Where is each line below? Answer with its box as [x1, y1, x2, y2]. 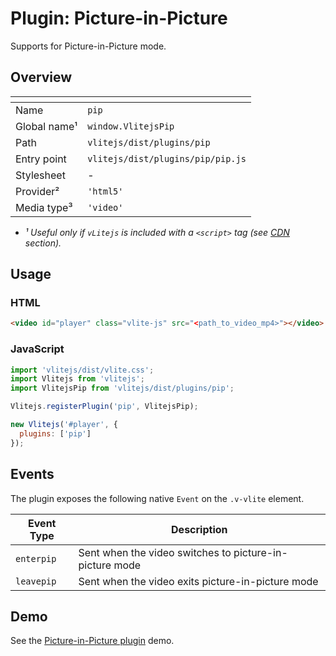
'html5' [87, 185, 124, 197]
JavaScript [10, 342, 65, 356]
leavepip [15, 575, 57, 587]
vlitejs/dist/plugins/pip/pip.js [87, 153, 247, 164]
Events [10, 466, 55, 483]
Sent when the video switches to [78, 545, 232, 559]
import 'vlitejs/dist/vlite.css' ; [10, 365, 155, 375]
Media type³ [15, 200, 73, 214]
